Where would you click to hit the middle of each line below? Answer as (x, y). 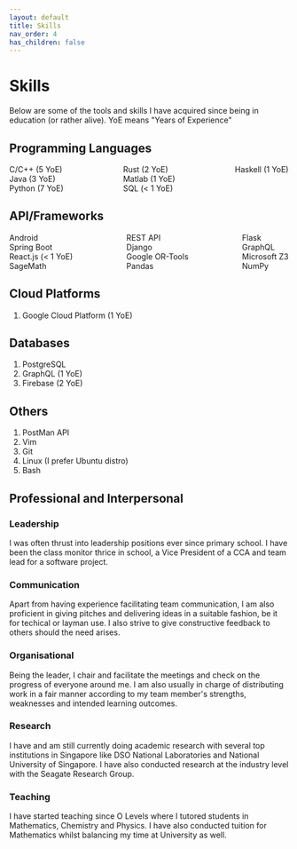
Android (23, 237)
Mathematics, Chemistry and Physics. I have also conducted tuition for (138, 826)
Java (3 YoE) (32, 179)
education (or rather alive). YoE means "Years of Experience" (121, 120)
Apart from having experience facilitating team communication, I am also (142, 604)
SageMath (28, 266)
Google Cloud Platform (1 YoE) (77, 315)
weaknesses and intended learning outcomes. (94, 703)
